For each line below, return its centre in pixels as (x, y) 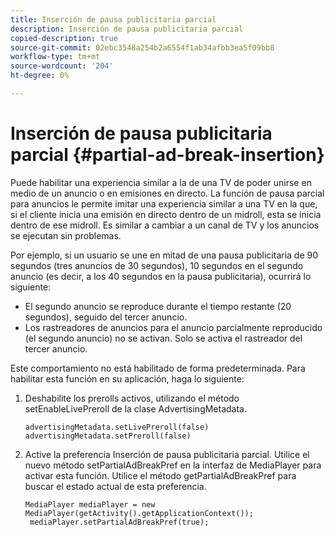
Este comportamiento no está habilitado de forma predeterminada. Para (158, 368)
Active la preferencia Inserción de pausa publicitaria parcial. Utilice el (167, 454)
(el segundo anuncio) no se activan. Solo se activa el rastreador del (163, 338)
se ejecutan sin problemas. (66, 235)
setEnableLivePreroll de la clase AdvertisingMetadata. (136, 408)
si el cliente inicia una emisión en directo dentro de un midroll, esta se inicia (166, 214)
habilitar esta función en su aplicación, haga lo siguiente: (127, 378)
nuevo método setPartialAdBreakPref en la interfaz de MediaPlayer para (173, 465)
